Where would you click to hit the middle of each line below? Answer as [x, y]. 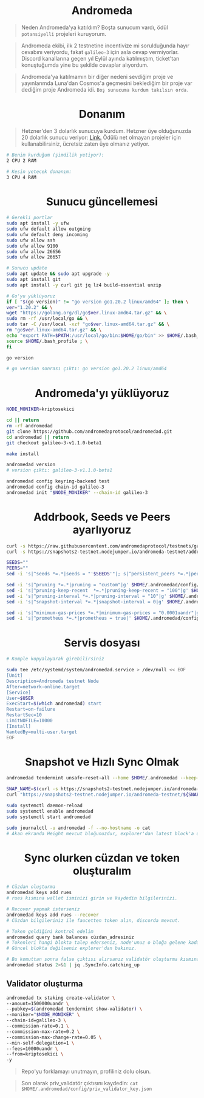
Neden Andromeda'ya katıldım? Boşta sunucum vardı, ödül [94, 27]
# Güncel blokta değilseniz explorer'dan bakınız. [72, 948]
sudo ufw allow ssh [31, 240]
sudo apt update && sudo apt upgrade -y [58, 274]
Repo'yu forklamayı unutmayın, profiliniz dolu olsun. [86, 1071]
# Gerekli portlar [29, 218]
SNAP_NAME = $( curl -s [32, 789]
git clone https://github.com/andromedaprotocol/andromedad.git [89, 432]
